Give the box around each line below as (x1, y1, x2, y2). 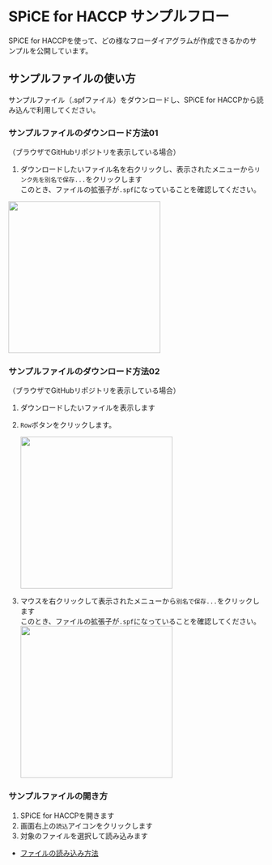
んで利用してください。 (22, 104, 100, 114)
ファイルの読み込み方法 (19, 848, 99, 858)
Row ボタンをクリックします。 (19, 420, 116, 430)
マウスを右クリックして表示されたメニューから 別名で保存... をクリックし (19, 596, 261, 606)
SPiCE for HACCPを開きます (19, 811, 115, 820)
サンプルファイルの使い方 (8, 72, 136, 86)
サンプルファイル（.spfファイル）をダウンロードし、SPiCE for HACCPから (8, 95, 257, 104)
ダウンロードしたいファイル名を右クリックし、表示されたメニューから (19, 164, 255, 174)
